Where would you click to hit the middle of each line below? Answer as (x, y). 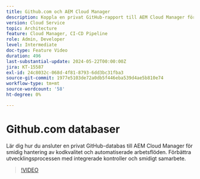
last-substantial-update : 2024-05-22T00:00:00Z (66, 61)
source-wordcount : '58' (36, 89)
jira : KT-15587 (25, 67)
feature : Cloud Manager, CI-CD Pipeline (57, 34)
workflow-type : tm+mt (33, 84)
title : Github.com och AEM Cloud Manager (58, 12)
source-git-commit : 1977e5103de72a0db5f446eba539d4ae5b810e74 (85, 78)
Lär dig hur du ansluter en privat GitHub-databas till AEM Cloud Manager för (100, 146)
